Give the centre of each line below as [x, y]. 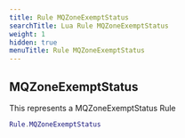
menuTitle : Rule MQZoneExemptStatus [77, 51]
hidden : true [33, 42]
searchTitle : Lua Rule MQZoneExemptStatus [89, 26]
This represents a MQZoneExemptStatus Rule [92, 108]
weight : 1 [28, 34]
